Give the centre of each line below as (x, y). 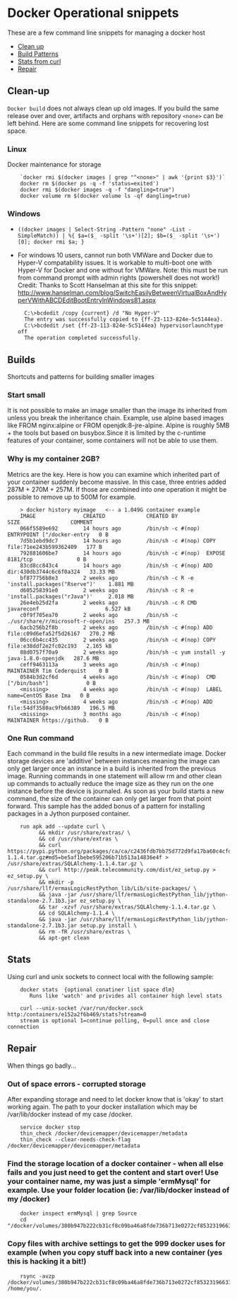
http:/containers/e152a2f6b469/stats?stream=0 (77, 1014)
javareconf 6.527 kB (69, 609)
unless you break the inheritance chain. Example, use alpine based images (116, 418)
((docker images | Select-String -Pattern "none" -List (101, 230)
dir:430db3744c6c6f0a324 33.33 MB (61, 572)
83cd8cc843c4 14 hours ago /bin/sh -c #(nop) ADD (116, 565)
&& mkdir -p (56, 882)
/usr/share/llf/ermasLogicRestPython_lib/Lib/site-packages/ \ (102, 889)
